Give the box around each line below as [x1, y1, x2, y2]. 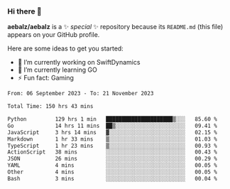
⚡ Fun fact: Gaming [17, 74, 75, 82]
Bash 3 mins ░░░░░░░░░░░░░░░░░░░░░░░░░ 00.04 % [7, 175, 218, 182]
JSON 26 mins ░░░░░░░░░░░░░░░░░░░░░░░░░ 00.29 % [7, 156, 218, 163]
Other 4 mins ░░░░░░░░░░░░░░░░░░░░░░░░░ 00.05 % [7, 168, 218, 176]
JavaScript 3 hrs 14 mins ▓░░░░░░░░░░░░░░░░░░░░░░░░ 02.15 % [7, 129, 218, 136]
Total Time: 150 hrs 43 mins [7, 103, 94, 110]
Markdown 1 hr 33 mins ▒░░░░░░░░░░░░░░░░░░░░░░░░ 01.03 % [7, 135, 218, 143]
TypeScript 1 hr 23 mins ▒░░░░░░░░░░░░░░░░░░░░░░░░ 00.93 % [7, 142, 218, 149]
